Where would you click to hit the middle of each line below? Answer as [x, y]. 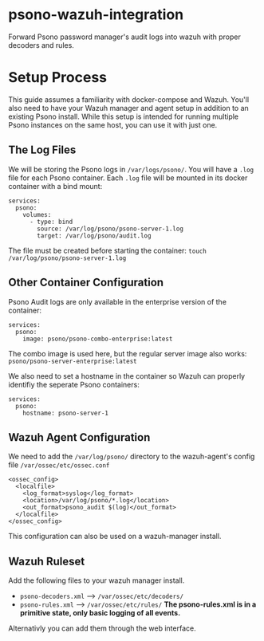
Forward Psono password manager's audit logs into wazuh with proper [124, 37]
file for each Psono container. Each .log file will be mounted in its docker [128, 178]
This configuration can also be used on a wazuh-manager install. [115, 537]
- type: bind [51, 222]
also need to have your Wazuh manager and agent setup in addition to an [128, 108]
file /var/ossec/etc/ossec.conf [59, 465]
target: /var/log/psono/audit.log [94, 236]
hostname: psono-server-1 [66, 413]
